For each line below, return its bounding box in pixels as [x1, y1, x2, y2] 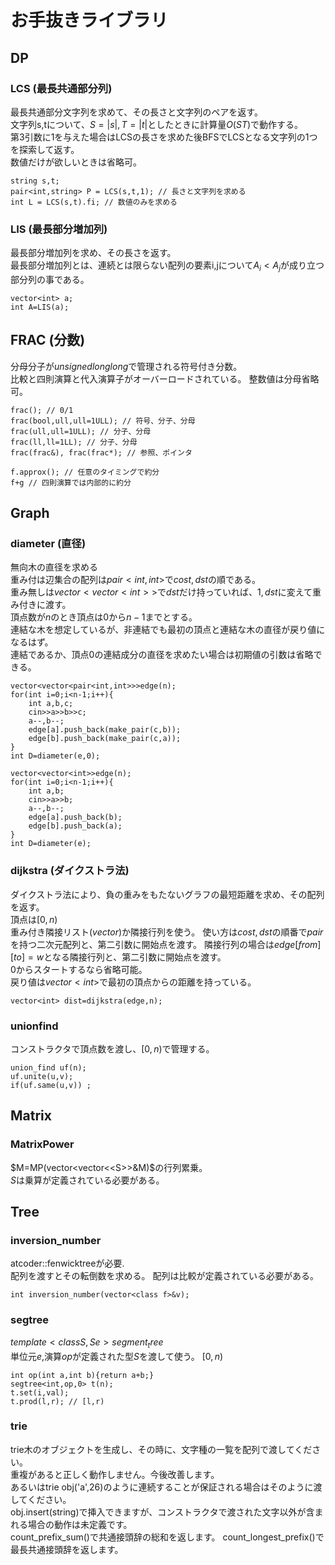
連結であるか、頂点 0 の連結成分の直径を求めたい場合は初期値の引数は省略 [10, 649, 314, 661]
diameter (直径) [10, 537, 87, 551]
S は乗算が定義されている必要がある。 [10, 1174, 165, 1186]
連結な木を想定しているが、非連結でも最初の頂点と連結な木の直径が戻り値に [10, 624, 326, 636]
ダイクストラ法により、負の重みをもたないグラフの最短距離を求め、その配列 [10, 888, 325, 900]
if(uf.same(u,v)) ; [10, 1081, 92, 1091]
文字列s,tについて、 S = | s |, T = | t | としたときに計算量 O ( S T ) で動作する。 [10, 118, 304, 130]
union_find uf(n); [10, 1063, 87, 1073]
